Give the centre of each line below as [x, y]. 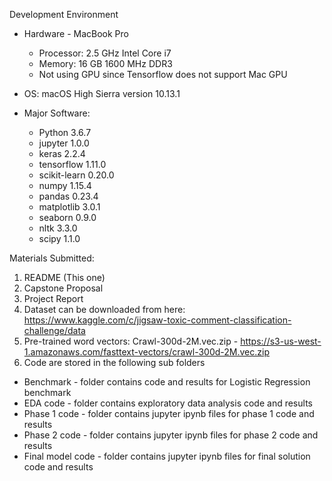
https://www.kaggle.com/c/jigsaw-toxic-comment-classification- [157, 320]
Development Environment [64, 14]
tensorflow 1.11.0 [72, 164]
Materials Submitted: [52, 258]
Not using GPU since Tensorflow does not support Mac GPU [163, 74]
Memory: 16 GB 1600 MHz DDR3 [105, 63]
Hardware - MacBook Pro [76, 33]
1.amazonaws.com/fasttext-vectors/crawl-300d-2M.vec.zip [147, 352]
